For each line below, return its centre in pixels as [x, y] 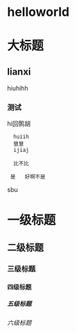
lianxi [19, 72]
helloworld [38, 12]
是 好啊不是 [28, 177]
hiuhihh [18, 88]
